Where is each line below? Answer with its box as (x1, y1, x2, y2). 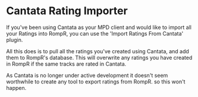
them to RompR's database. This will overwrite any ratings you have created (6, 54, 193, 61)
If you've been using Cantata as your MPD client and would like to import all (6, 24, 192, 31)
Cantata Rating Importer (6, 4, 128, 18)
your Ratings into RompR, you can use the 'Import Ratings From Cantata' (6, 30, 184, 37)
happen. (6, 84, 27, 91)
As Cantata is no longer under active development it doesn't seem (6, 72, 168, 79)
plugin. (6, 36, 23, 43)
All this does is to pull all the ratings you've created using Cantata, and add (6, 47, 189, 54)
